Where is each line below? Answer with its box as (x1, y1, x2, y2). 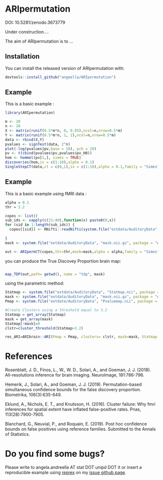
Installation (5, 52, 40, 61)
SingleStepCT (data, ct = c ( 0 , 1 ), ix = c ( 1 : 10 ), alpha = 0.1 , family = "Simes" (5, 164, 160, 170)
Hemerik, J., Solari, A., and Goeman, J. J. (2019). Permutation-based (5, 381, 142, 387)
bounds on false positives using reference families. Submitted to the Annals (5, 426, 156, 432)
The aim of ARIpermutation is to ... (5, 38, 74, 44)
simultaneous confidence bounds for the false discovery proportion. (5, 387, 142, 393)
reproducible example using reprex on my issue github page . (5, 470, 127, 476)
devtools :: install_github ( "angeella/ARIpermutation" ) (5, 74, 116, 80)
